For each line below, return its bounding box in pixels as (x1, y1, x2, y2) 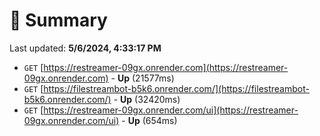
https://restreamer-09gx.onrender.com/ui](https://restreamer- (43, 104, 299, 116)
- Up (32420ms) (113, 93, 181, 105)
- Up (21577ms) (110, 72, 175, 84)
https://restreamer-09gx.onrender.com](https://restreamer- (43, 61, 289, 73)
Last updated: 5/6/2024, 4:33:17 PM (9, 42, 162, 54)
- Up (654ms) (121, 114, 178, 126)
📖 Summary (9, 9, 108, 32)
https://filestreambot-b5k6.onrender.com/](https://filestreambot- (43, 82, 310, 94)
